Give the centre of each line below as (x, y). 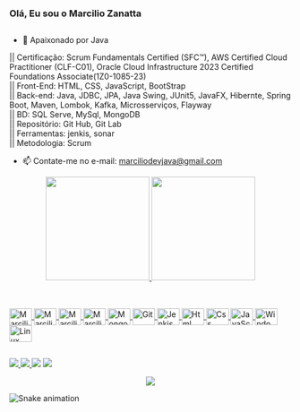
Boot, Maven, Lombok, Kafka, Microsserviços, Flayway (111, 105)
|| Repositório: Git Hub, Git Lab (66, 124)
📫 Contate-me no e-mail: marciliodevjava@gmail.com (122, 161)
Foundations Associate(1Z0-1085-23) (78, 77)
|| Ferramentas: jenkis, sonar (62, 133)
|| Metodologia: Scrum (51, 143)
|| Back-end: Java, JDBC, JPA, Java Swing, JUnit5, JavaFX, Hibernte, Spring (150, 96)
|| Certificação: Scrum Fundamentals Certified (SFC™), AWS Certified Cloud (149, 57)
